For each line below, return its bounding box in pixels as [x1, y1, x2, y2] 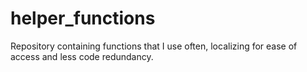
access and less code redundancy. [10, 50, 154, 62]
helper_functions [10, 7, 156, 30]
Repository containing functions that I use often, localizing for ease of [10, 40, 298, 52]
